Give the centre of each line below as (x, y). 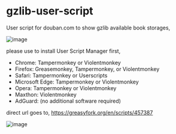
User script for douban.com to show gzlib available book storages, (88, 28)
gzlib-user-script (50, 11)
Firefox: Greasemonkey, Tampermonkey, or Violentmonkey (87, 69)
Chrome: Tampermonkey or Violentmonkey (68, 62)
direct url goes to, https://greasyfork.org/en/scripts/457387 (80, 112)
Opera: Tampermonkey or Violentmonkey (66, 88)
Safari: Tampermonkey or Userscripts (61, 75)
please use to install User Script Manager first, (63, 51)
